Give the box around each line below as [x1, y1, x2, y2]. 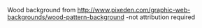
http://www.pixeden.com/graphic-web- [77, 6, 191, 14]
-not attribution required [125, 13, 196, 21]
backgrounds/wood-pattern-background [7, 13, 124, 21]
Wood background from [7, 6, 76, 14]
